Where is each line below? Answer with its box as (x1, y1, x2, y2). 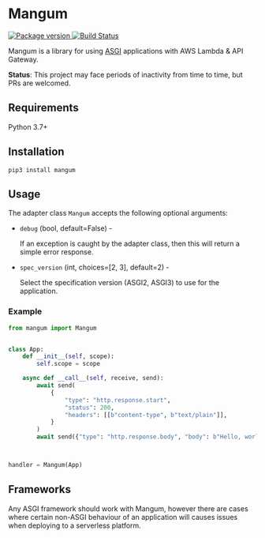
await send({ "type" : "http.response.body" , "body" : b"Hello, (36, 433, 242, 441)
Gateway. (8, 55, 39, 64)
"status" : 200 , (64, 404, 114, 412)
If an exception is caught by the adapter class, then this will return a (19, 239, 241, 249)
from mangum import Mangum (8, 324, 97, 332)
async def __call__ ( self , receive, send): (22, 374, 164, 382)
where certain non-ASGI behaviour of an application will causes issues (8, 512, 238, 521)
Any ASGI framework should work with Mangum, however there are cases (8, 503, 248, 514)
